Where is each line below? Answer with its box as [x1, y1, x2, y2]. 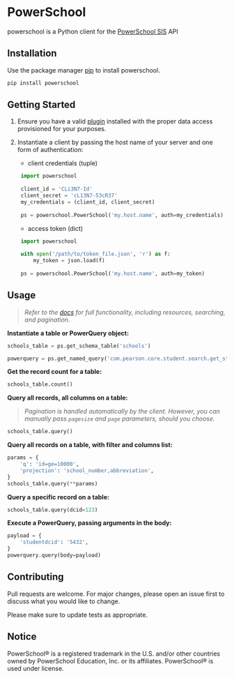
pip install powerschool [7, 80, 79, 86]
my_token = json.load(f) [33, 257, 106, 264]
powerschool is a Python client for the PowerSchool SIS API [7, 27, 179, 36]
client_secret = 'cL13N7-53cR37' [20, 193, 118, 199]
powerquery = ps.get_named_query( [7, 355, 108, 362]
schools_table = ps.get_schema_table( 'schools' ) [7, 342, 151, 349]
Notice [7, 631, 37, 642]
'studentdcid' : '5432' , [19, 538, 89, 546]
